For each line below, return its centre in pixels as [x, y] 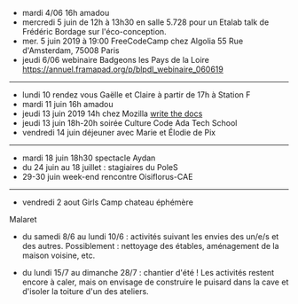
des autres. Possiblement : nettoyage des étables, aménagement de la [150, 246]
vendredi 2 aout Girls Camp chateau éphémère [107, 202]
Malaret [23, 219]
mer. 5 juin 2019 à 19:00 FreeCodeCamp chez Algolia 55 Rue [133, 41]
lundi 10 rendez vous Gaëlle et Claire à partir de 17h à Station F [136, 95]
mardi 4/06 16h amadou [66, 13]
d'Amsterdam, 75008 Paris [71, 51]
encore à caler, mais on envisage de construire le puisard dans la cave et [155, 282]
